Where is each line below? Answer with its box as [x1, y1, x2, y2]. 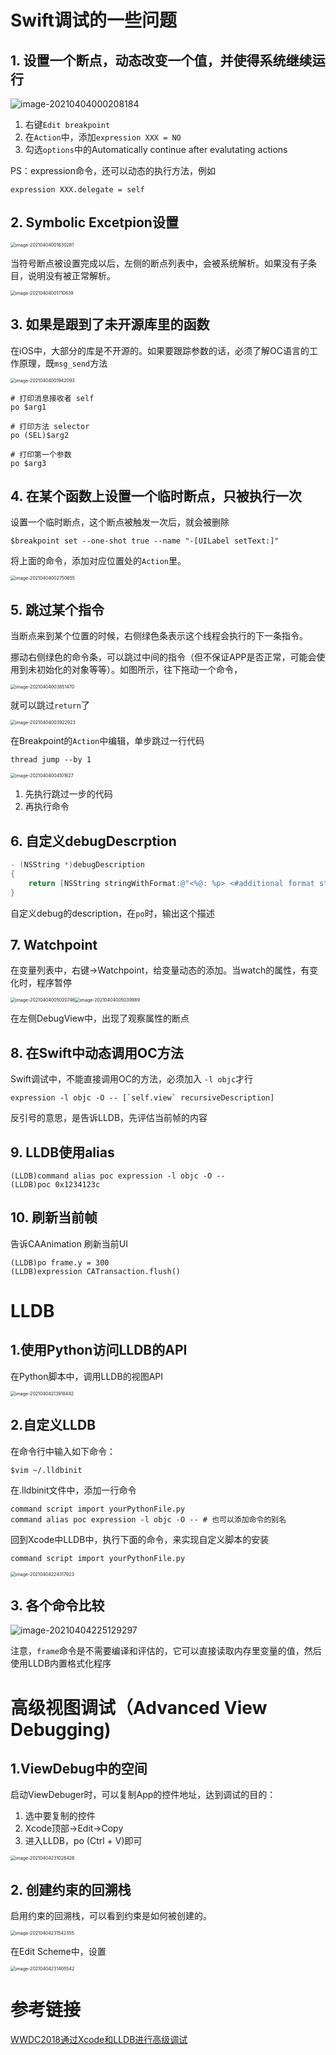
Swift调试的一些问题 [10, 9, 178, 32]
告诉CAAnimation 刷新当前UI [10, 1237, 129, 1250]
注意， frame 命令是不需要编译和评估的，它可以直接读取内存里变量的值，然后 [10, 1645, 322, 1657]
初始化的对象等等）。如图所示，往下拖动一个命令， [36, 664, 243, 676]
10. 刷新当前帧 [10, 1209, 98, 1226]
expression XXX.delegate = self [10, 185, 145, 195]
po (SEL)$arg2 [10, 430, 70, 440]
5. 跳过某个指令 [10, 601, 105, 618]
